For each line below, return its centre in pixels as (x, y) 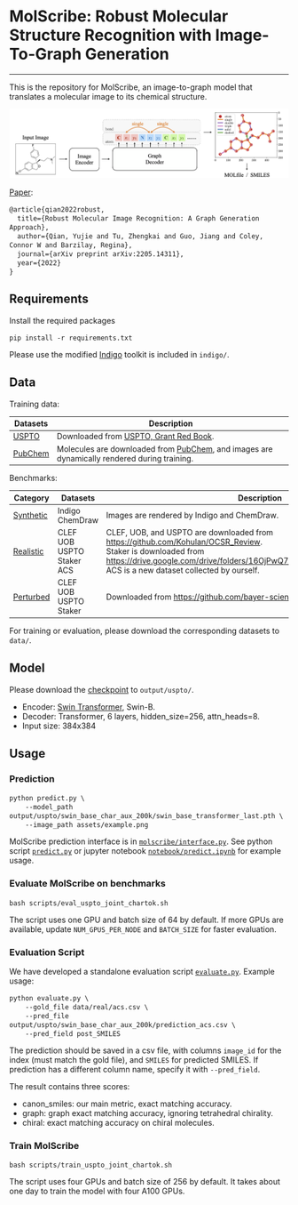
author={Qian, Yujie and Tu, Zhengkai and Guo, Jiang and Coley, (141, 237)
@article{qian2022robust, (57, 210)
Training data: (35, 404)
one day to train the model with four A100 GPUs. (97, 1191)
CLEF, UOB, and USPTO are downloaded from (189, 533)
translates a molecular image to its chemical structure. (108, 96)
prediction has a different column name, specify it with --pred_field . (135, 1070)
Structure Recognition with (110, 35)
